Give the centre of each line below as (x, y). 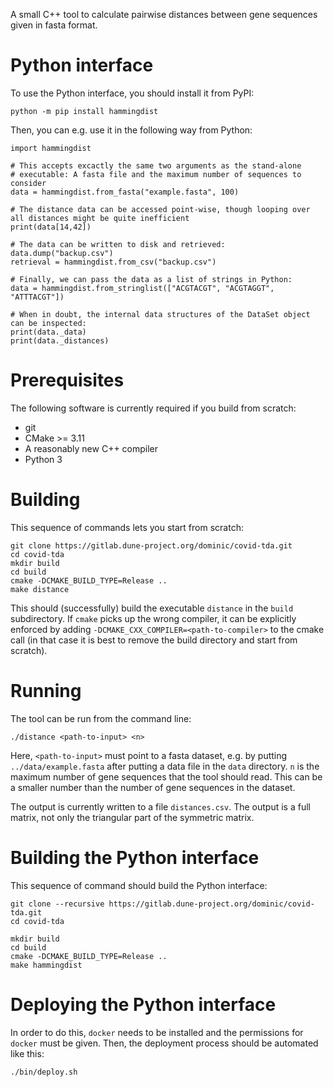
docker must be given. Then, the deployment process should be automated (164, 1043)
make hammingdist (46, 965)
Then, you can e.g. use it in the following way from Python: (131, 130)
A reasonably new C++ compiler (91, 448)
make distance (40, 589)
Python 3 (43, 459)
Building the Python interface (135, 857)
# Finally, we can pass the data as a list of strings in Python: (151, 279)
